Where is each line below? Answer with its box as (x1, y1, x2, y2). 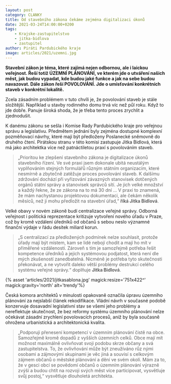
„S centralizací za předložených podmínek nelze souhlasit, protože (17, 234, 158, 240)
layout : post (5, 7, 33, 13)
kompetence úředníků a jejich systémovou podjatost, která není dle (17, 250, 159, 256)
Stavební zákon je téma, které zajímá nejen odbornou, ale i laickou (5, 65, 148, 71)
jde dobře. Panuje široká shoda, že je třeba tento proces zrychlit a (5, 107, 144, 113)
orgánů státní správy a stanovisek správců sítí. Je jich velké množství (17, 181, 163, 188)
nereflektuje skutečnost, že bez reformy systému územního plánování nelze (5, 308, 164, 314)
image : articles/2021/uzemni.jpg (5, 50, 77, 55)
